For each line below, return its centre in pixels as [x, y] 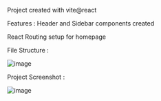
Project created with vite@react [52, 10]
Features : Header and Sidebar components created [81, 23]
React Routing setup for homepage [57, 37]
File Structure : [28, 50]
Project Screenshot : [36, 77]
